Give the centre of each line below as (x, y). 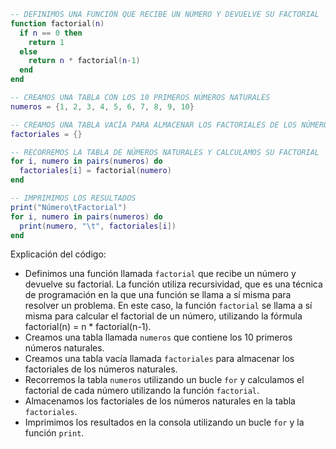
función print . (54, 433)
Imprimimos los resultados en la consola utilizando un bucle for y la (164, 422)
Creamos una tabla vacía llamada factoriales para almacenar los (159, 359)
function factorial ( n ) (57, 23)
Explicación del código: (58, 254)
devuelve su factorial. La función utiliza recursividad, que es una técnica (173, 284)
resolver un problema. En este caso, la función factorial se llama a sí (168, 306)
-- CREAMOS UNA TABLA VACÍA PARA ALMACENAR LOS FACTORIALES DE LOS (154, 125)
